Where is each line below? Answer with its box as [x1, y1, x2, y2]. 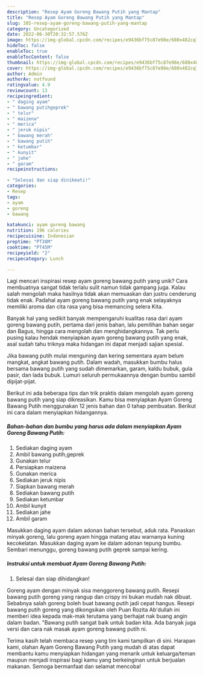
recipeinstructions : [7, 166, 59, 172]
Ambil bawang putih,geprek [15, 451, 85, 458]
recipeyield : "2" [7, 250, 51, 256]
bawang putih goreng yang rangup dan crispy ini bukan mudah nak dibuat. [7, 593, 192, 600]
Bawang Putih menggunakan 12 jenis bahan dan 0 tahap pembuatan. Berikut [7, 403, 196, 410]
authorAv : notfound [7, 76, 56, 82]
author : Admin [7, 71, 43, 77]
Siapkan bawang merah [15, 483, 75, 490]
